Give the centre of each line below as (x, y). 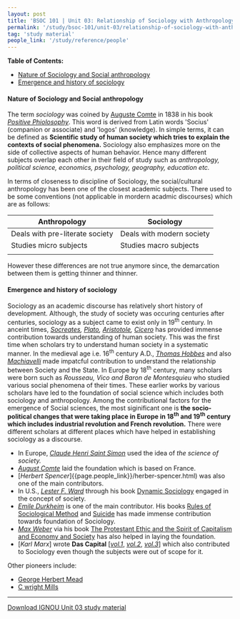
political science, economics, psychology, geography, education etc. (109, 168)
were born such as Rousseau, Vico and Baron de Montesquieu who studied (119, 377)
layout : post (27, 14)
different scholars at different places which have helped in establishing (111, 432)
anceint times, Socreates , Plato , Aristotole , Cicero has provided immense (115, 330)
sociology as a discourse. (45, 439)
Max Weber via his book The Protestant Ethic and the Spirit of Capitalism (125, 529)
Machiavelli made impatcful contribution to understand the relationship (112, 361)
